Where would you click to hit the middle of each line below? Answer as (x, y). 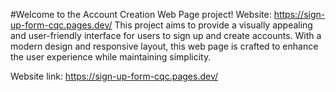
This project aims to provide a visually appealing (213, 25)
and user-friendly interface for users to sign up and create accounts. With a (166, 35)
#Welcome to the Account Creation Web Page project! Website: (141, 14)
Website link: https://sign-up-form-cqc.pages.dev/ (114, 76)
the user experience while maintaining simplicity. (111, 57)
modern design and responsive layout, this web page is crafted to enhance (164, 46)
